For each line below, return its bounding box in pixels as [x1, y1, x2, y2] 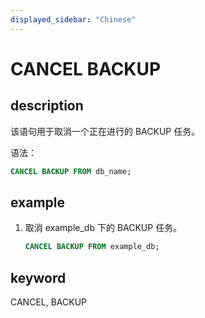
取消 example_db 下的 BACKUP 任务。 [24, 222, 183, 234]
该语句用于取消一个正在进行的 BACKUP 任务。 [10, 125, 201, 137]
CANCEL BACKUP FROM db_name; [10, 166, 132, 176]
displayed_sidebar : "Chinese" [10, 14, 137, 25]
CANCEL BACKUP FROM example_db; [24, 242, 160, 252]
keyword [10, 269, 67, 286]
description [10, 97, 84, 115]
